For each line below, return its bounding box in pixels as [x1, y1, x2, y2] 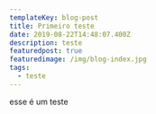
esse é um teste [9, 96, 69, 107]
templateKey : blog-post [9, 13, 99, 22]
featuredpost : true [9, 47, 83, 56]
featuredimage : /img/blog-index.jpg [9, 55, 147, 64]
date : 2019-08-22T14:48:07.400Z [9, 30, 131, 39]
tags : [9, 64, 30, 73]
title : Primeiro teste [9, 22, 95, 31]
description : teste [9, 38, 83, 48]
